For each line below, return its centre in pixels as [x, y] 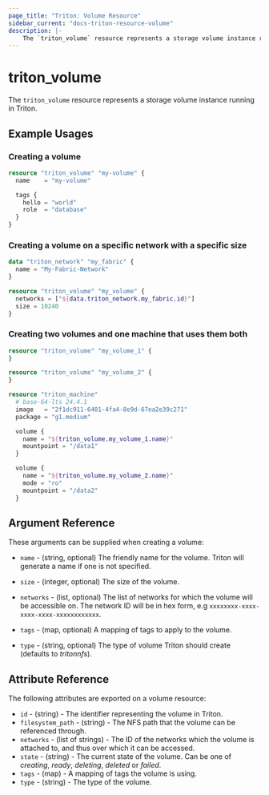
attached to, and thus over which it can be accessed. [107, 748]
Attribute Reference [59, 679]
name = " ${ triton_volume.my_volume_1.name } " [98, 439]
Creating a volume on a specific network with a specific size [128, 245]
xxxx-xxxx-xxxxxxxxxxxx [60, 615]
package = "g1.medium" [53, 417]
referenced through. [53, 731]
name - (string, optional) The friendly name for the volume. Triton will [132, 558]
